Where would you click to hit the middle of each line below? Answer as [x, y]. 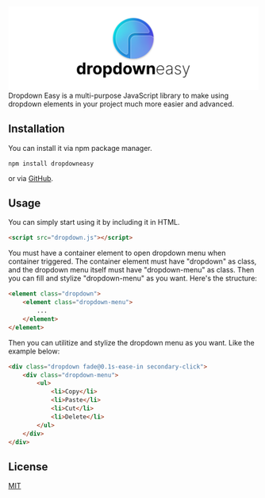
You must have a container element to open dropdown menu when [117, 253]
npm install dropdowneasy [51, 164]
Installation [36, 129]
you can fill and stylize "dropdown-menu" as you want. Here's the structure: [133, 278]
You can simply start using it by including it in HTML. [94, 222]
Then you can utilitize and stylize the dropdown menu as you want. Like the [132, 342]
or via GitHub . [31, 178]
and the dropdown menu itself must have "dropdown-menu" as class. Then [131, 270]
